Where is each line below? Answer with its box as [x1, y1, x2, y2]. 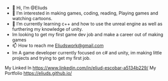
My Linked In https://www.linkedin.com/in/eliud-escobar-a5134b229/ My [5, 65, 156, 70]
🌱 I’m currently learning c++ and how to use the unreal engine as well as [12, 21, 162, 27]
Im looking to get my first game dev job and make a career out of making [12, 32, 163, 37]
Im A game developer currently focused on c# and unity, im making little [12, 50, 162, 55]
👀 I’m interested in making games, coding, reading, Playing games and [12, 10, 158, 16]
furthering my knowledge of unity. [12, 26, 83, 32]
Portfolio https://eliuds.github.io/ [5, 70, 72, 76]
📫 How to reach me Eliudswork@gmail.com [12, 43, 104, 48]
